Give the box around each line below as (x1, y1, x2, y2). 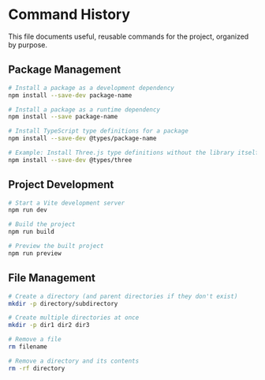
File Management (8, 271, 96, 285)
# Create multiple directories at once (8, 314, 140, 322)
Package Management (8, 63, 121, 77)
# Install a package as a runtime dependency (8, 105, 160, 114)
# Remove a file (8, 336, 62, 344)
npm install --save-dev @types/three (8, 156, 132, 164)
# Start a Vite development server (8, 199, 125, 207)
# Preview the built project (8, 243, 104, 250)
